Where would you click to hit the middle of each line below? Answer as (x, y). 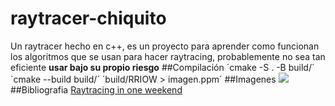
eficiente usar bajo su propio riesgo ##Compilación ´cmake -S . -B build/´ (162, 67)
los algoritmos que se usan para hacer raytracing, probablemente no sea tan (168, 56)
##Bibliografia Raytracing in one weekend (96, 89)
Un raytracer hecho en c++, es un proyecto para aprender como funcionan (165, 46)
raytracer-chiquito (88, 18)
